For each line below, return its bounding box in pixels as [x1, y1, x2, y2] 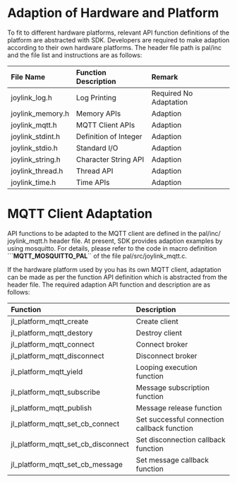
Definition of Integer [76, 131, 142, 141]
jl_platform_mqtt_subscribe [11, 387, 101, 397]
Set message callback [135, 455, 209, 465]
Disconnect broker [135, 351, 197, 361]
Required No [151, 88, 193, 98]
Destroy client [135, 328, 182, 338]
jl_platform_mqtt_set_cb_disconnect [11, 439, 129, 449]
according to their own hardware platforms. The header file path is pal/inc [7, 43, 222, 52]
